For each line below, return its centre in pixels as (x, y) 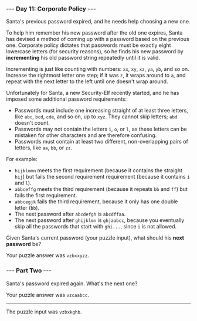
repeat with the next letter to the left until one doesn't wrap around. (87, 81)
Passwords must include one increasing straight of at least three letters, (101, 111)
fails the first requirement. (46, 196)
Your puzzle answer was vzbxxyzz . (48, 255)
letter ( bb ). (27, 208)
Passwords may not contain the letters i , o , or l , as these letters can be (101, 129)
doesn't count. (32, 123)
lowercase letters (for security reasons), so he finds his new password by (95, 52)
